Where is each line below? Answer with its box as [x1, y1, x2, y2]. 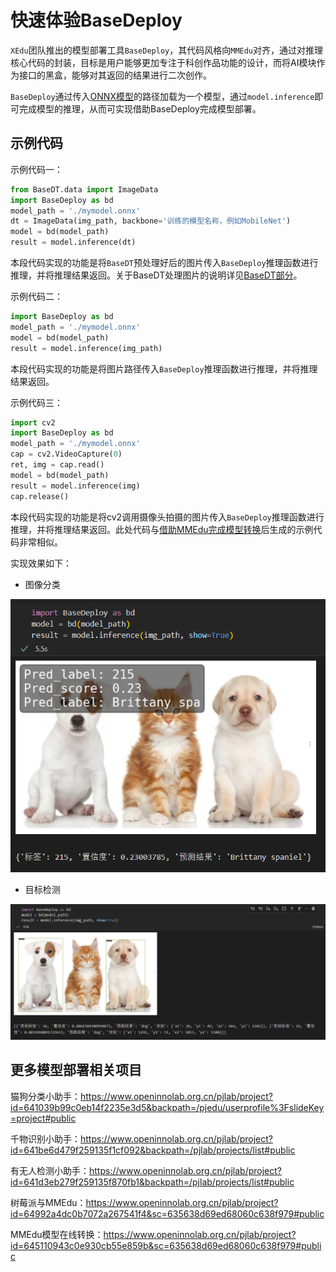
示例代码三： [10, 396, 63, 408]
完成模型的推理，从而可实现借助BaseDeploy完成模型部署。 [18, 102, 262, 115]
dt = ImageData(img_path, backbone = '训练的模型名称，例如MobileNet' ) [10, 216, 292, 226]
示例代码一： [10, 163, 63, 175]
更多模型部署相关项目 [10, 1062, 142, 1079]
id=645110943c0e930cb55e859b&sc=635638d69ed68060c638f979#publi [10, 1239, 322, 1251]
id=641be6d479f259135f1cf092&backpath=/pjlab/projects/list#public [10, 1144, 296, 1156]
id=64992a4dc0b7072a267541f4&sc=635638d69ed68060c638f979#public [10, 1207, 325, 1220]
